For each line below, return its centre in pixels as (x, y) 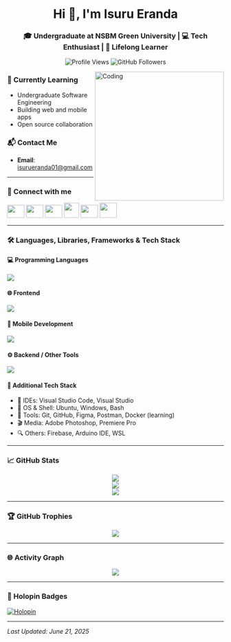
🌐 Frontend (23, 293)
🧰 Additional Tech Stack (42, 385)
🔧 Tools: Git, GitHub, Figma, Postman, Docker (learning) (96, 415)
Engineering (34, 102)
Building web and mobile (52, 109)
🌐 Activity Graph (35, 557)
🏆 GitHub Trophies (40, 516)
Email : (26, 160)
